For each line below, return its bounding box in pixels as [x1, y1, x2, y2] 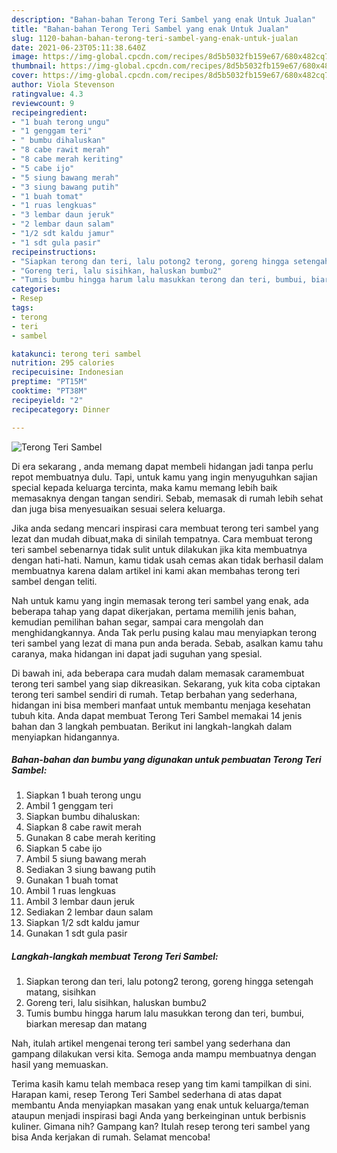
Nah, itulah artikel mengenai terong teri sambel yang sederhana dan [11, 1037, 291, 1050]
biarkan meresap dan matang [25, 1018, 148, 1030]
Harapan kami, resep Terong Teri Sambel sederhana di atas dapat [11, 1089, 283, 1101]
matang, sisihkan [25, 986, 96, 998]
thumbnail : [11, 61, 57, 71]
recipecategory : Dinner [11, 404, 111, 415]
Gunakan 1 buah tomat [25, 874, 119, 886]
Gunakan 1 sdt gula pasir [25, 927, 128, 940]
